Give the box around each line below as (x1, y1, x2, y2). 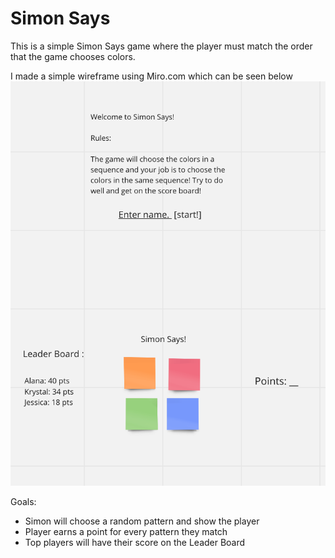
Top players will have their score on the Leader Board (24, 536, 246, 548)
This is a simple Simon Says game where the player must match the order (10, 40, 313, 52)
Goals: (10, 495, 37, 507)
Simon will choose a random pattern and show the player (24, 515, 260, 527)
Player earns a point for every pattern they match (24, 525, 228, 537)
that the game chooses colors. (10, 50, 136, 62)
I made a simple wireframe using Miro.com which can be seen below (10, 70, 293, 82)
